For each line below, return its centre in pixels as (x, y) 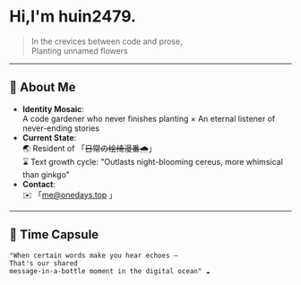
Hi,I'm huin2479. (73, 17)
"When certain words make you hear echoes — (94, 255)
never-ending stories (61, 128)
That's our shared (43, 263)
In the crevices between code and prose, (107, 41)
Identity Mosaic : (53, 108)
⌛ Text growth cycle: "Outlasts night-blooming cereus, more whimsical (153, 161)
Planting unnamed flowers (79, 50)
